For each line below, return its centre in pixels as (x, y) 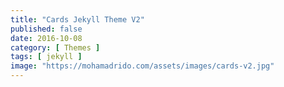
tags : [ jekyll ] (46, 57)
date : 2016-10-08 (46, 38)
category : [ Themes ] (55, 47)
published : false (46, 29)
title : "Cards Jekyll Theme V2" (77, 19)
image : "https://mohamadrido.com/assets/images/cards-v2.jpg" (142, 66)
